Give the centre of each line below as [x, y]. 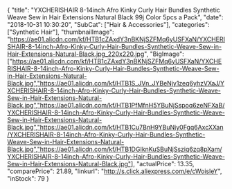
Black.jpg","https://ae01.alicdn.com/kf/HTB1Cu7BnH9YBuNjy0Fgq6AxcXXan [115, 127]
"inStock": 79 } [28, 178]
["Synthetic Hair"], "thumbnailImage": [61, 32]
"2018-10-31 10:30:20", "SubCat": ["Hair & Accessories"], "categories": [108, 24]
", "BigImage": [164, 54]
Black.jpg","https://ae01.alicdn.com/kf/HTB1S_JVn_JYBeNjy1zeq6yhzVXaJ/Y [116, 83]
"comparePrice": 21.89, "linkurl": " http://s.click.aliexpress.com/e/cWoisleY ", [115, 171]
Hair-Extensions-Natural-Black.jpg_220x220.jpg [76, 54]
